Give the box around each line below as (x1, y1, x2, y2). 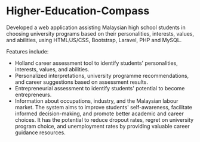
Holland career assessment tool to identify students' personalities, (14, 59, 178, 67)
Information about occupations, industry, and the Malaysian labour (14, 97, 179, 105)
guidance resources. (14, 129, 66, 136)
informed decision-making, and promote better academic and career (14, 110, 184, 117)
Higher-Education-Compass (6, 4, 150, 18)
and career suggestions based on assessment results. (14, 78, 148, 86)
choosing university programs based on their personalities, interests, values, (6, 30, 194, 37)
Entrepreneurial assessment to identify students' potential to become (14, 84, 185, 91)
